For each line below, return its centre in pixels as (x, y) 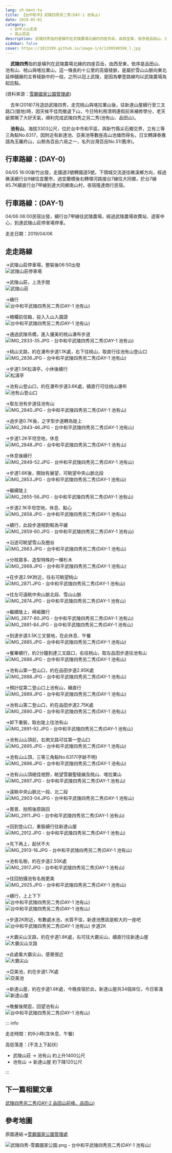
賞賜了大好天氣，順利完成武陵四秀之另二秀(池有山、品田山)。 (74, 117)
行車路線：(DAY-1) (35, 203)
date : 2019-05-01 (24, 20)
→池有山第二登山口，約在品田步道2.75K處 (49, 705)
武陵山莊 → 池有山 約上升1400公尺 (49, 1056)
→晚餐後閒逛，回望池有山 (32, 1006)
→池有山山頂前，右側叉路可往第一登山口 (48, 740)
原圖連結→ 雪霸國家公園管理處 (37, 1134)
